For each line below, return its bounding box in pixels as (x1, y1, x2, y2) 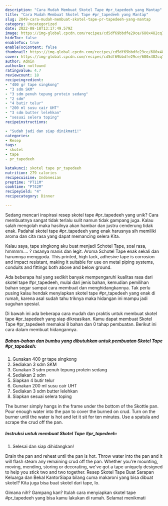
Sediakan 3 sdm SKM (12, 361, 57, 367)
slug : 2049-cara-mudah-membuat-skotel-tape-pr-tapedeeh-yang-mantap (5, 17, 151, 22)
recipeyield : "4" (5, 189, 41, 194)
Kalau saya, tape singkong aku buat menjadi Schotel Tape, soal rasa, (5, 243, 146, 249)
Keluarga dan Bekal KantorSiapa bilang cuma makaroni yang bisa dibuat (5, 474, 153, 480)
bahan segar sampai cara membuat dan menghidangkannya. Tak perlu (5, 284, 151, 290)
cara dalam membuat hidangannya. (5, 326, 78, 332)
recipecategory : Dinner (5, 194, 55, 199)
